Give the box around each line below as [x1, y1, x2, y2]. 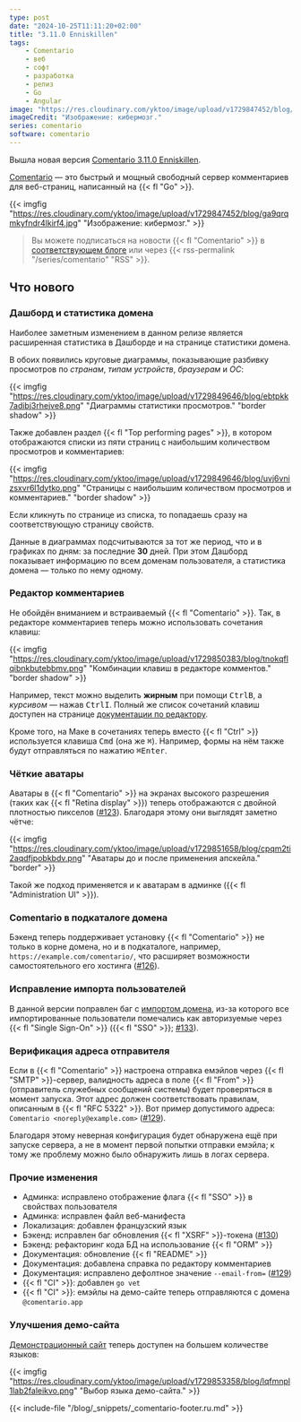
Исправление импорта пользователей [9, 983, 186, 995]
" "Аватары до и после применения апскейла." [82, 853, 262, 864]
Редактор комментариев [9, 587, 125, 599]
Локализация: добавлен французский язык [21, 1220, 187, 1231]
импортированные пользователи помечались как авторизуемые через [9, 1013, 282, 1023]
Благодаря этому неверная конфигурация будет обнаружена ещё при [9, 1130, 278, 1141]
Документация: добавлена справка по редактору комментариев [21, 1258, 271, 1269]
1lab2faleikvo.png [9, 1385, 74, 1396]
